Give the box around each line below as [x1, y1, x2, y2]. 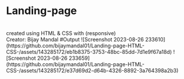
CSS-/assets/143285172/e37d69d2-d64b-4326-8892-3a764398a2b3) [6, 67, 179, 74]
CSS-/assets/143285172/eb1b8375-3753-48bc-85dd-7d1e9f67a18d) [6, 48, 172, 55]
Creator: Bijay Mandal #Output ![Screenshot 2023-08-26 [6, 36, 144, 43]
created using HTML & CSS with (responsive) [6, 29, 116, 36]
